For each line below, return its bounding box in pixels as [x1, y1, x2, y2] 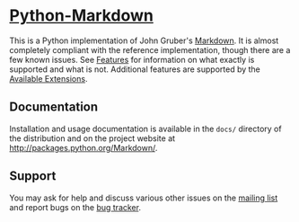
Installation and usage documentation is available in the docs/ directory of [9, 123, 282, 134]
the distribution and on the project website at [9, 132, 176, 144]
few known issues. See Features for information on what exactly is [9, 54, 255, 65]
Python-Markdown [9, 5, 154, 26]
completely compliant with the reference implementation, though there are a [9, 44, 291, 55]
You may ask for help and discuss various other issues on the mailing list [9, 192, 278, 203]
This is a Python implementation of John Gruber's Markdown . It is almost [9, 35, 279, 46]
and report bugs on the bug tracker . [9, 201, 142, 212]
